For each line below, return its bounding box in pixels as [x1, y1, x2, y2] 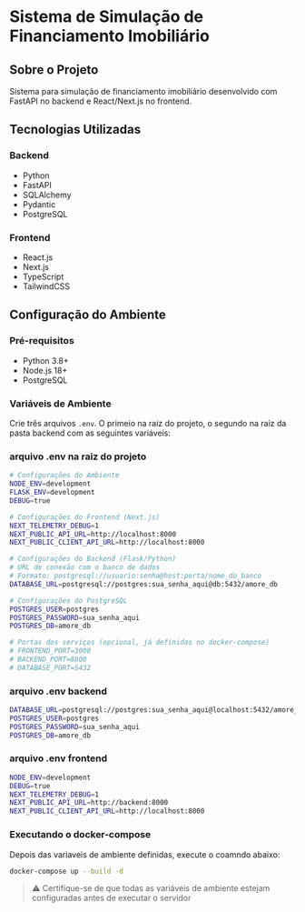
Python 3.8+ [22, 355, 70, 366]
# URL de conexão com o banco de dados [9, 563, 161, 572]
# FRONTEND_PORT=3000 [9, 646, 92, 656]
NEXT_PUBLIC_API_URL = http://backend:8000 [9, 798, 169, 807]
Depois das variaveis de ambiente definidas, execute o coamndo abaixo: [9, 848, 280, 860]
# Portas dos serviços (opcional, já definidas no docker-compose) [9, 638, 271, 647]
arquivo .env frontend [9, 752, 107, 765]
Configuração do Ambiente [9, 307, 166, 323]
